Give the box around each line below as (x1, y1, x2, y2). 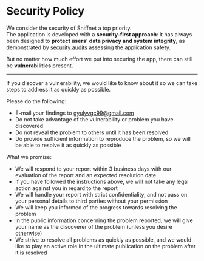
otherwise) (15, 229, 42, 237)
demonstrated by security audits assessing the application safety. (6, 44, 171, 51)
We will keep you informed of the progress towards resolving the (15, 203, 177, 211)
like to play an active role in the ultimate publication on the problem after (15, 242, 196, 249)
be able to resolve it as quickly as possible (15, 141, 121, 149)
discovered (15, 122, 44, 129)
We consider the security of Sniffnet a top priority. (6, 24, 132, 32)
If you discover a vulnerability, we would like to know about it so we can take (6, 79, 198, 86)
